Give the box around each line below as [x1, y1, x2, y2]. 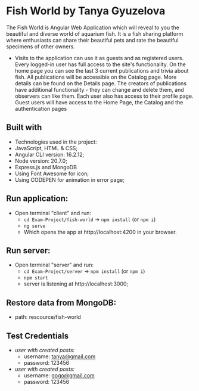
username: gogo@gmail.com [23, 372, 95, 379]
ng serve [23, 223, 46, 229]
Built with [6, 122, 42, 132]
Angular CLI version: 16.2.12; [14, 151, 85, 158]
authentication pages [14, 105, 67, 112]
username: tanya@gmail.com [23, 353, 96, 360]
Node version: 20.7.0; [14, 157, 67, 165]
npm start [23, 275, 49, 281]
